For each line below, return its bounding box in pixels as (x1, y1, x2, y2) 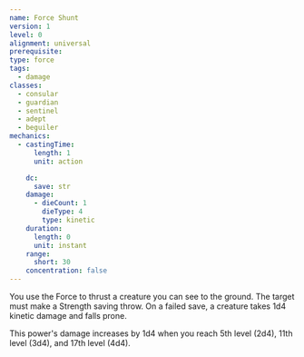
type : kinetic (42, 215, 95, 224)
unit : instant (33, 241, 88, 250)
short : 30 (33, 258, 71, 267)
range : (25, 249, 51, 259)
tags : (9, 64, 30, 74)
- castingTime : (17, 140, 75, 149)
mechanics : (9, 132, 51, 141)
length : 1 (33, 148, 71, 157)
